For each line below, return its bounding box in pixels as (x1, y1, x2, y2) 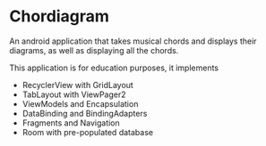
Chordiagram (9, 6, 110, 27)
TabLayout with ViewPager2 (21, 89, 127, 100)
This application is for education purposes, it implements (9, 62, 219, 73)
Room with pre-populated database (21, 126, 154, 137)
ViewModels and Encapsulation (21, 98, 139, 109)
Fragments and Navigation (21, 118, 121, 128)
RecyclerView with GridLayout (21, 79, 134, 90)
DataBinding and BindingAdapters (21, 108, 148, 118)
